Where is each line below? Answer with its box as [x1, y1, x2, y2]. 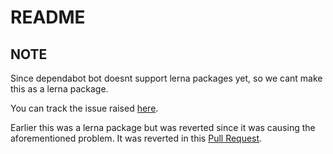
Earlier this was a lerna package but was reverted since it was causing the [10, 122, 316, 133]
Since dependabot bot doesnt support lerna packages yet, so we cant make [10, 72, 323, 84]
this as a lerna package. [10, 83, 109, 95]
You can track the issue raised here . [10, 102, 159, 114]
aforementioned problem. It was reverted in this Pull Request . [10, 132, 263, 144]
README [10, 6, 86, 29]
